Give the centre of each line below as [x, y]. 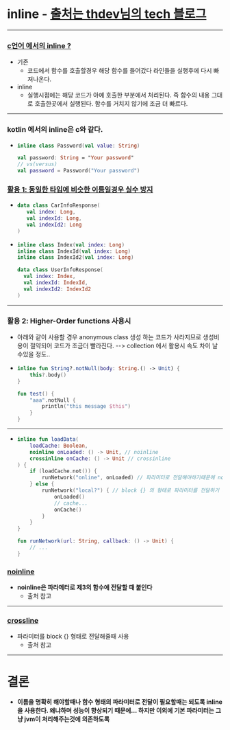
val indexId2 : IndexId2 [57, 289]
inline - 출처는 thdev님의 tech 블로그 [107, 14]
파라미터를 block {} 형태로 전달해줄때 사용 [73, 637]
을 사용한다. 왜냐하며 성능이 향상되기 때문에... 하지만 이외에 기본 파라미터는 [115, 711]
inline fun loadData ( [48, 440]
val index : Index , [50, 276]
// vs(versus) [37, 164]
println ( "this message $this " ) [87, 407]
